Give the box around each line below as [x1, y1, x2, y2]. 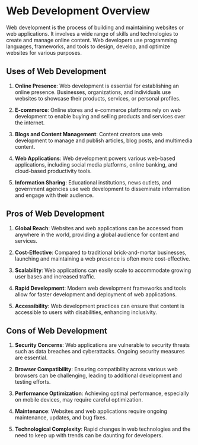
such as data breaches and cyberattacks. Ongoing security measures [14, 348, 185, 355]
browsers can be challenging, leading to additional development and [14, 372, 182, 379]
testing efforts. [14, 378, 51, 386]
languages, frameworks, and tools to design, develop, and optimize [6, 43, 171, 50]
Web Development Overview [6, 4, 150, 18]
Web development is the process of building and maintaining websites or [6, 24, 184, 31]
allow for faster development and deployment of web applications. [14, 290, 177, 298]
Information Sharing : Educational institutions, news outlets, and [14, 178, 171, 186]
